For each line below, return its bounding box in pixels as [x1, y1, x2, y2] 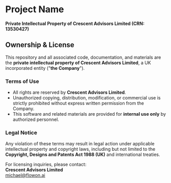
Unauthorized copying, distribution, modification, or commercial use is [12, 95, 161, 101]
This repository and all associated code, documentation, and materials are [5, 54, 161, 60]
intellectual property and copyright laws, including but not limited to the [5, 146, 156, 152]
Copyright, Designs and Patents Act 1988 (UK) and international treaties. [5, 151, 160, 158]
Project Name [5, 4, 64, 15]
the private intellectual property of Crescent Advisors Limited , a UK [5, 60, 152, 66]
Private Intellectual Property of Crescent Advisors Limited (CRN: [5, 20, 144, 27]
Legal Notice [5, 129, 37, 136]
